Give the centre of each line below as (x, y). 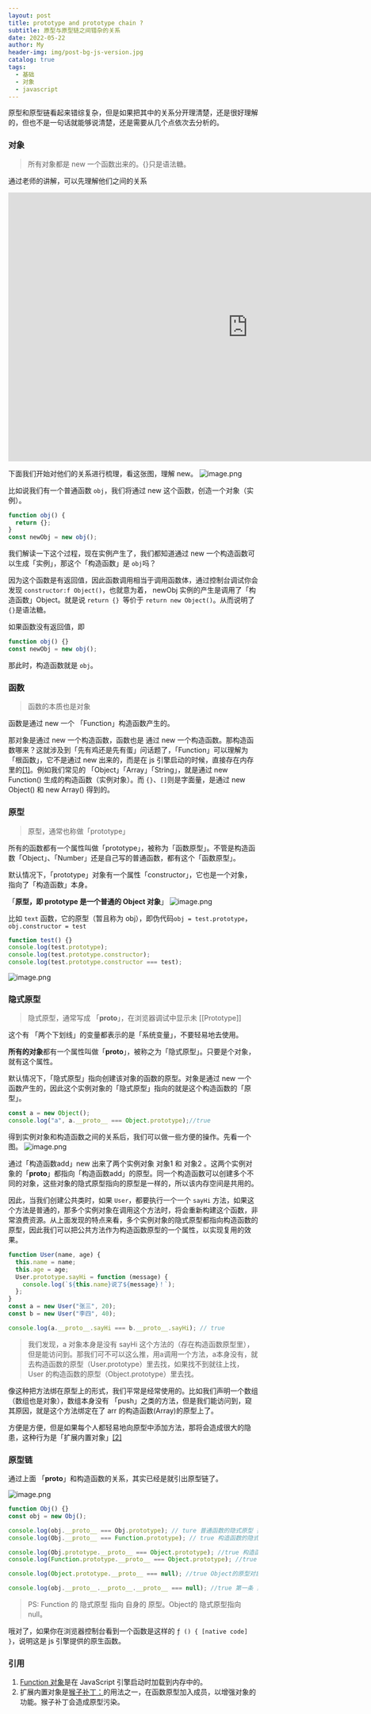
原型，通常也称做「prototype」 (78, 831)
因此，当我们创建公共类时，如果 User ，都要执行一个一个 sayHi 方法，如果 (128, 1201)
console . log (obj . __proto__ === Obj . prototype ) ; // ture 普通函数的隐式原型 (131, 1530)
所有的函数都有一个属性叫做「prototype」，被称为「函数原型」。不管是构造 (128, 848)
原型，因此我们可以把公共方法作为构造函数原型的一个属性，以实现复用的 (126, 1230)
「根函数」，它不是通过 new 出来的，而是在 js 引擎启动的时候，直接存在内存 (131, 760)
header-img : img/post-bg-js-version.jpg (76, 52)
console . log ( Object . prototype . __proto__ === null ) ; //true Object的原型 (129, 1574)
